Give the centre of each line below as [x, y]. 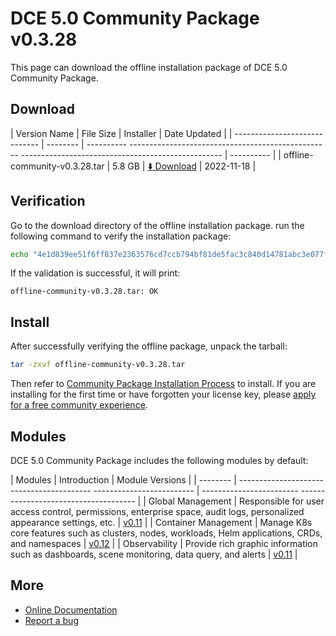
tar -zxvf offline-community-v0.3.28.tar [98, 365]
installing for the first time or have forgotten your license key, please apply [163, 394]
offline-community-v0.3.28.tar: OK [84, 292]
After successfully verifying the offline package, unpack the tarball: [149, 346]
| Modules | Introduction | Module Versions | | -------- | [123, 479]
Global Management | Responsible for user [236, 501]
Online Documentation [71, 609]
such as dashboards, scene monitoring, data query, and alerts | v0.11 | [154, 554]
